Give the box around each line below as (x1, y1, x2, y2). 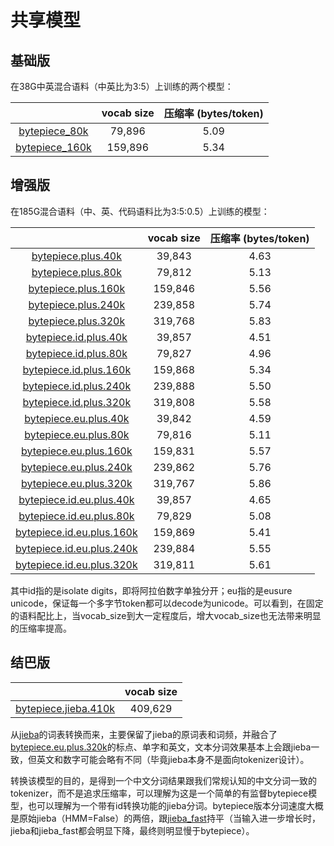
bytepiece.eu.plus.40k (24, 411, 130, 425)
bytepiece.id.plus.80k (25, 346, 128, 360)
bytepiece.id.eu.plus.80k (18, 509, 135, 523)
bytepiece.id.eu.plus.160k (15, 525, 138, 539)
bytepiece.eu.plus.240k (20, 460, 133, 474)
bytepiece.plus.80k (31, 265, 122, 279)
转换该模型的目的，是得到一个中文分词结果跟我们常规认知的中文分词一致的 (10, 774, 317, 786)
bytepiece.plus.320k (28, 314, 126, 328)
